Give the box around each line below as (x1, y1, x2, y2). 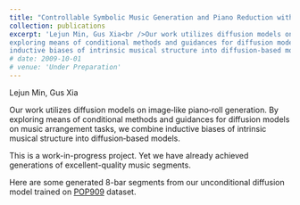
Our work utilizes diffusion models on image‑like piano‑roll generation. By (9, 104, 279, 115)
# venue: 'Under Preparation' (9, 63, 122, 72)
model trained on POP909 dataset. (9, 186, 137, 197)
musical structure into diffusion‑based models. (9, 133, 180, 143)
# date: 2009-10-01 (9, 54, 82, 63)
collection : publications (9, 21, 105, 30)
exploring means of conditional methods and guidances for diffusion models (9, 113, 290, 125)
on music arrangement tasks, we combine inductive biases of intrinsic (9, 123, 267, 134)
